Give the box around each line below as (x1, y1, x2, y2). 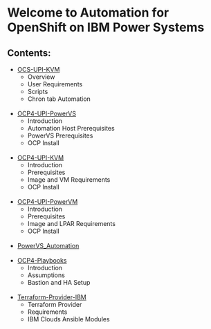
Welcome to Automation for (7, 5, 169, 21)
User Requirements (27, 80, 83, 88)
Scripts (27, 88, 48, 95)
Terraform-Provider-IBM (17, 293, 86, 301)
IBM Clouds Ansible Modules (27, 315, 110, 323)
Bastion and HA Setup (27, 279, 91, 286)
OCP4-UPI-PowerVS (17, 109, 76, 117)
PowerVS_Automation (17, 242, 80, 250)
